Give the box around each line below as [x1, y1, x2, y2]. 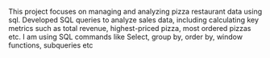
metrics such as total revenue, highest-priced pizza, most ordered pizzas [8, 24, 251, 33]
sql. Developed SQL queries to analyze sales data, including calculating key [8, 15, 260, 25]
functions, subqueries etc [8, 41, 93, 50]
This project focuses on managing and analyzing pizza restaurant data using [8, 7, 263, 16]
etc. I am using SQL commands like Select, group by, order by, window [8, 32, 243, 41]
